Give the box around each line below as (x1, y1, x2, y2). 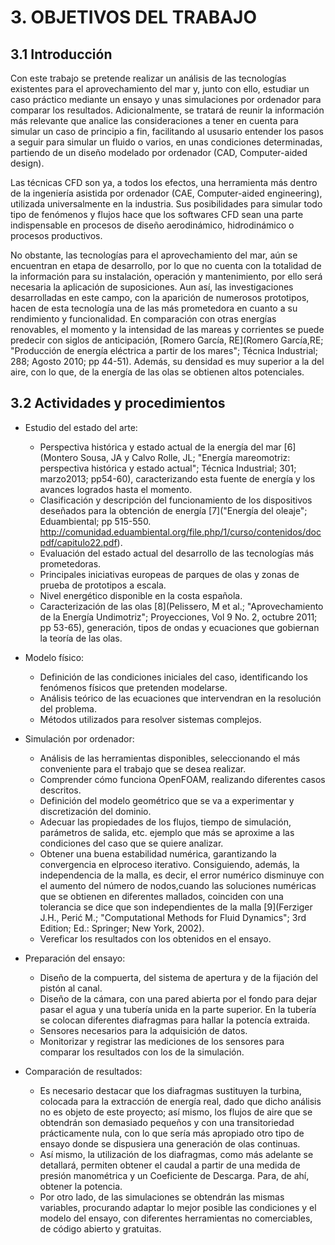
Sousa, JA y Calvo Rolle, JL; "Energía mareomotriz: (79, 451, 291, 463)
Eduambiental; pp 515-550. (39, 515, 152, 527)
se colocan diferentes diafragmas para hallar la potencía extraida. (39, 1014, 311, 1026)
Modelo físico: (24, 651, 85, 663)
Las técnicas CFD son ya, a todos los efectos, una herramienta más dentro (10, 177, 318, 188)
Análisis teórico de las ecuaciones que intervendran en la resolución (39, 692, 322, 704)
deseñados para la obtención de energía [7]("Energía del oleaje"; (39, 504, 308, 516)
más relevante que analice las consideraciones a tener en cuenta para (10, 115, 299, 126)
